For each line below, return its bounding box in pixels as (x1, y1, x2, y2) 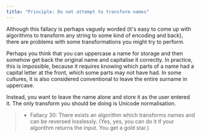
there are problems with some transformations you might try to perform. (6, 38, 185, 45)
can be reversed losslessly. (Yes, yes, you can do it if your (29, 118, 175, 125)
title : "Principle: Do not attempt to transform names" (6, 8, 149, 15)
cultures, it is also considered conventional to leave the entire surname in (6, 75, 188, 82)
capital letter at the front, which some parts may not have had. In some (6, 68, 182, 76)
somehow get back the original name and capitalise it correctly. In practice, (6, 56, 193, 63)
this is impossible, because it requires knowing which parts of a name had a (6, 62, 194, 70)
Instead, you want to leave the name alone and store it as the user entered (6, 93, 191, 100)
